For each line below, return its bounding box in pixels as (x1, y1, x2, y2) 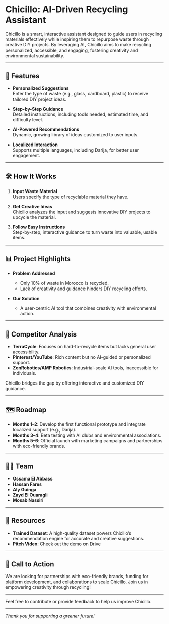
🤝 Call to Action (5, 560, 54, 569)
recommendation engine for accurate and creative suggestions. (12, 535, 145, 541)
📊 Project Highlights (5, 254, 71, 263)
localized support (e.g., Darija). (12, 427, 77, 433)
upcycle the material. (12, 214, 56, 220)
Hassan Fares (12, 481, 42, 487)
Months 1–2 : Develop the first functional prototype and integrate (12, 421, 146, 427)
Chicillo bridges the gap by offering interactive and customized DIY (5, 380, 144, 386)
